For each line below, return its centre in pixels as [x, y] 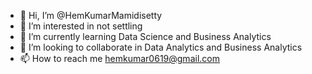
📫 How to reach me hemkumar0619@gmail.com [119, 58]
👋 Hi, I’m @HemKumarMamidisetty [91, 15]
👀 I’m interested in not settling [81, 26]
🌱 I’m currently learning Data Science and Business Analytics [145, 36]
